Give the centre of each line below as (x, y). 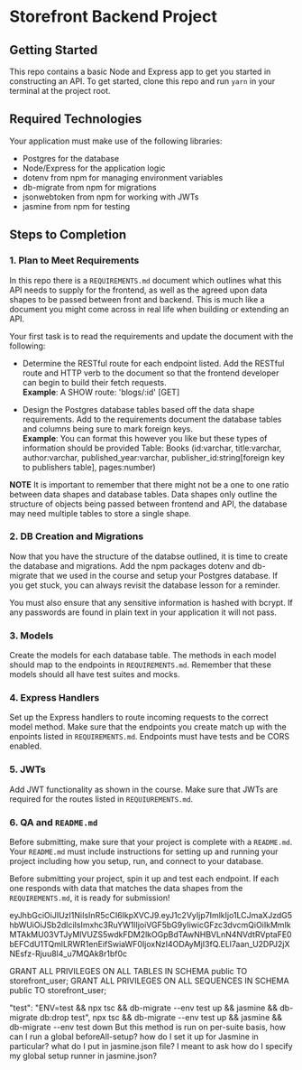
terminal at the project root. (60, 91)
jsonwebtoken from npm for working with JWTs (110, 197)
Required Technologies (76, 119)
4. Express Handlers (55, 698)
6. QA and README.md (54, 822)
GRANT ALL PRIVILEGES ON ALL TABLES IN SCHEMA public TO (128, 971)
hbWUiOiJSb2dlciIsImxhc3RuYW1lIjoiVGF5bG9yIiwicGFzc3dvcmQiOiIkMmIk (150, 925)
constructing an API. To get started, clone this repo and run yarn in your (142, 81)
